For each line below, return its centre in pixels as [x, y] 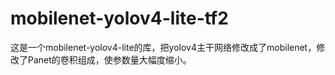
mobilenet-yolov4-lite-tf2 [119, 18]
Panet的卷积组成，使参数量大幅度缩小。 [109, 59]
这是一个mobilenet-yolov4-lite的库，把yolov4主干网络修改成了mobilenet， [163, 47]
